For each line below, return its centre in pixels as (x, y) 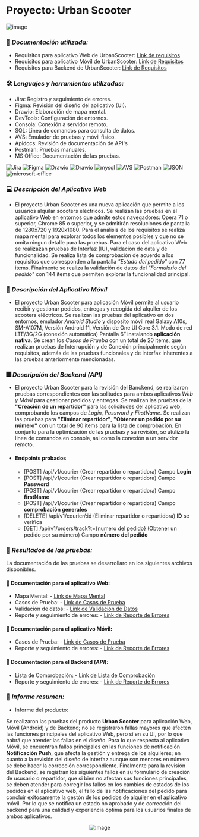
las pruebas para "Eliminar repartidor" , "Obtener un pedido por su (98, 419)
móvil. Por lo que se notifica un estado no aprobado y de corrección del (94, 803)
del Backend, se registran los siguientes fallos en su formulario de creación (98, 772)
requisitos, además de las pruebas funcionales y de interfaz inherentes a (104, 353)
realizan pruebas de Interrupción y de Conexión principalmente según (100, 347)
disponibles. (21, 569)
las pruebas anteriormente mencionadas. (65, 359)
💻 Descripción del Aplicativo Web (56, 189)
